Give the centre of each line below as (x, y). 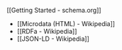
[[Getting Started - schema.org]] (54, 10)
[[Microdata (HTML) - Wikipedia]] (66, 24)
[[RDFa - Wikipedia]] (47, 31)
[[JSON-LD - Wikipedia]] (53, 39)
